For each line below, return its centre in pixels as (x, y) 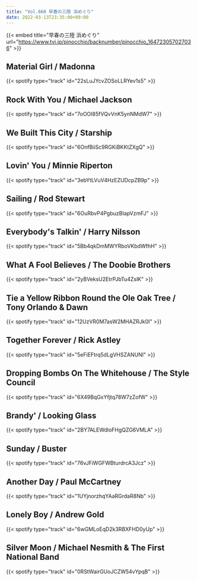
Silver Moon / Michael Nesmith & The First (85, 548)
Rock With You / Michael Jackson (69, 100)
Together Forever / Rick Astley (63, 340)
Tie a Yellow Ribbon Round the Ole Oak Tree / (91, 298)
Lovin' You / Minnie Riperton (59, 166)
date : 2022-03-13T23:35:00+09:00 (47, 17)
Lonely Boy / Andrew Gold (55, 515)
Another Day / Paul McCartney (64, 482)
